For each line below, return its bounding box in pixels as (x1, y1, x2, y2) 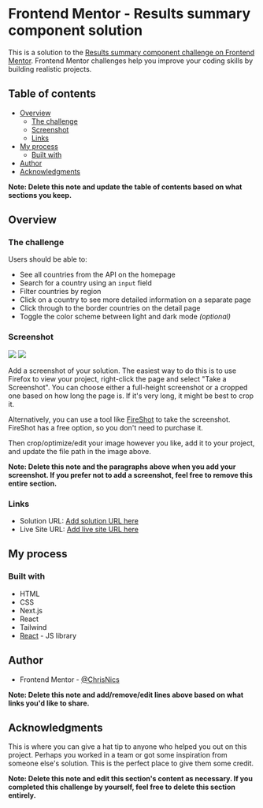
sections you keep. (8, 190, 72, 199)
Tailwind (19, 622, 47, 631)
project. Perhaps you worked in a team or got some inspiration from (8, 750, 228, 760)
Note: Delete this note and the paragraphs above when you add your (8, 462, 236, 471)
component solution (8, 21, 143, 39)
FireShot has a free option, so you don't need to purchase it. (8, 423, 203, 432)
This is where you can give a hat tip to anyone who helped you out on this (8, 742, 247, 751)
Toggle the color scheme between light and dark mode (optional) (19, 312, 231, 322)
